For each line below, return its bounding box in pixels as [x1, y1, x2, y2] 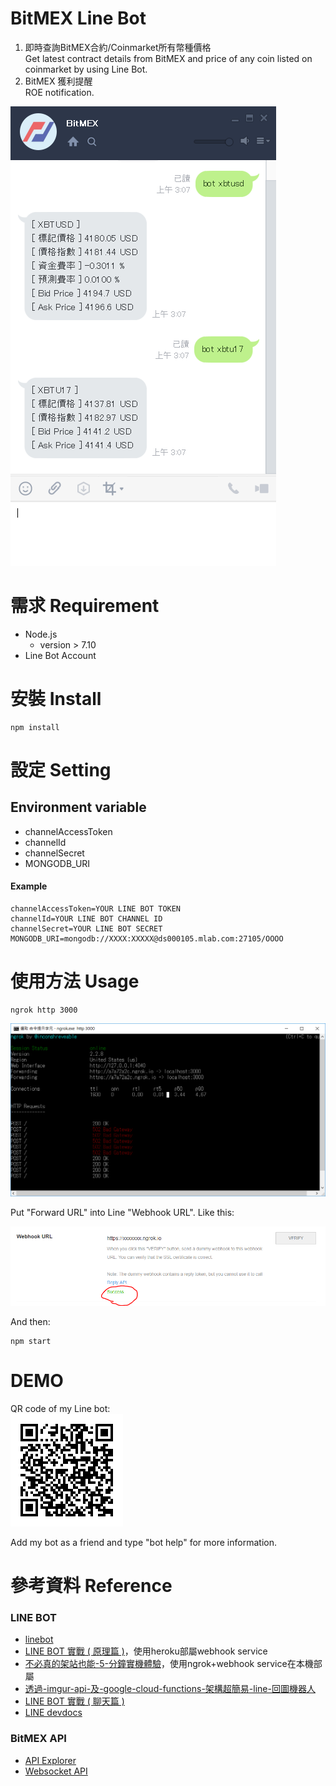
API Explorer [24, 1754, 77, 1766]
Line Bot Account [24, 649, 97, 661]
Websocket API [24, 1765, 88, 1777]
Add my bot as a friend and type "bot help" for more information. [10, 1536, 277, 1548]
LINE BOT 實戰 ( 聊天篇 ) [24, 1695, 125, 1707]
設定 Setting [10, 759, 112, 781]
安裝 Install [10, 688, 102, 711]
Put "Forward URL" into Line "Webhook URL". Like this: [10, 1207, 235, 1219]
